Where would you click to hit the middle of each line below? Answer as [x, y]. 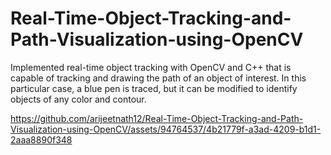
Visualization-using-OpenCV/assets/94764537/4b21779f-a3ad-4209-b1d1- [166, 129]
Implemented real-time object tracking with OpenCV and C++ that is [151, 67]
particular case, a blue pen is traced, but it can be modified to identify [154, 88]
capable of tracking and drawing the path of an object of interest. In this [158, 78]
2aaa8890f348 [41, 139]
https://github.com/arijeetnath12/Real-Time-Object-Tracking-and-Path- [157, 118]
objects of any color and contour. [78, 99]
